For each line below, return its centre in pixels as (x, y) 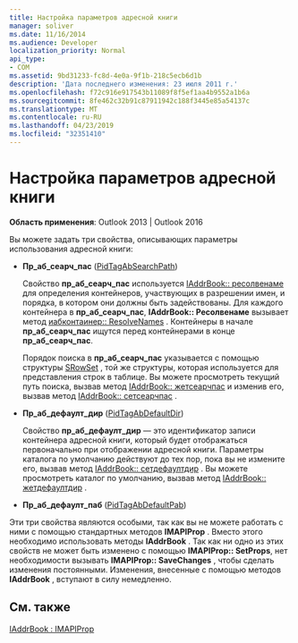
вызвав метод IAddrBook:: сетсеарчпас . (99, 395)
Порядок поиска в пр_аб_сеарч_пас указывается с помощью (140, 358)
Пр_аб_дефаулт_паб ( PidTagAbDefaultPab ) (104, 504)
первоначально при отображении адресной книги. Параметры (143, 449)
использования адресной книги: (71, 249)
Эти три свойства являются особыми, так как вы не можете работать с (146, 522)
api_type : (28, 59)
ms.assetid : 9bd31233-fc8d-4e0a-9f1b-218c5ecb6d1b (106, 76)
